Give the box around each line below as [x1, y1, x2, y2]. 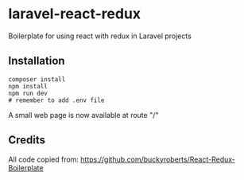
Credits [8, 133, 46, 147]
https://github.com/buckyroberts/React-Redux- [80, 155, 236, 164]
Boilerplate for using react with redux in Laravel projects [8, 31, 192, 41]
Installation [8, 54, 65, 68]
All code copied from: [8, 155, 79, 164]
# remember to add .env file [8, 96, 105, 104]
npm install [8, 82, 48, 90]
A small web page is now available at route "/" [8, 110, 159, 119]
